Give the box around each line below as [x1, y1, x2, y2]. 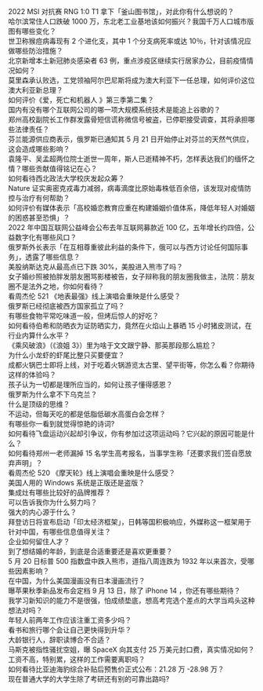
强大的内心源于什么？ [8, 507, 77, 517]
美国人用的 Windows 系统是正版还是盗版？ [8, 478, 145, 487]
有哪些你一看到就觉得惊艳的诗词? [8, 419, 115, 428]
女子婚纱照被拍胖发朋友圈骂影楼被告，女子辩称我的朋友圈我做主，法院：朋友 [8, 272, 255, 281]
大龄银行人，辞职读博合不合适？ [8, 635, 111, 644]
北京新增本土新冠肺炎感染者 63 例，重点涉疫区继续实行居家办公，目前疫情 [8, 56, 247, 65]
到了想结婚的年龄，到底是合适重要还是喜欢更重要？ [8, 547, 173, 556]
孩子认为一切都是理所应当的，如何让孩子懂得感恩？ [8, 380, 173, 389]
